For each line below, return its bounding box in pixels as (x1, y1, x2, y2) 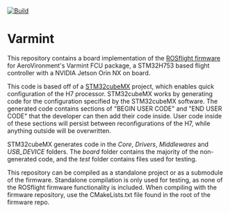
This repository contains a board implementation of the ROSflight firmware (7, 54, 221, 62)
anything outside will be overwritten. (7, 126, 111, 135)
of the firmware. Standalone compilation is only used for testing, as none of (7, 175, 224, 184)
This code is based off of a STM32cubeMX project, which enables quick (7, 82, 214, 90)
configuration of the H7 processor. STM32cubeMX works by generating (7, 89, 213, 97)
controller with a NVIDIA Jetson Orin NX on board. (7, 68, 151, 77)
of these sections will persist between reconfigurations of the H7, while (7, 119, 211, 127)
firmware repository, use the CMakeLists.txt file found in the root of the (7, 190, 211, 198)
